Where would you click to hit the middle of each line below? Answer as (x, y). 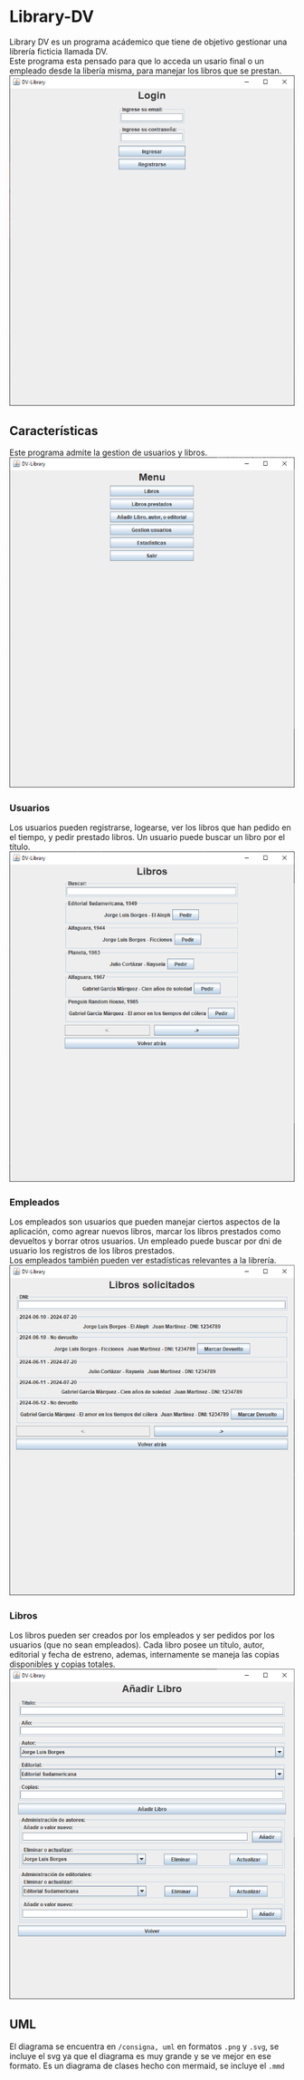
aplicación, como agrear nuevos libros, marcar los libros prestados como (145, 1232)
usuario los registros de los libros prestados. (92, 1251)
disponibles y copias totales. (62, 1664)
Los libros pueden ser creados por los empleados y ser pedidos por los (142, 1635)
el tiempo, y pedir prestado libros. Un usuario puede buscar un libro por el (147, 837)
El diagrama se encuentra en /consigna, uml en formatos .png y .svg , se (144, 2046)
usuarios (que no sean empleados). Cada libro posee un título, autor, (137, 1645)
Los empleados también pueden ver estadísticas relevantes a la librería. (143, 1261)
